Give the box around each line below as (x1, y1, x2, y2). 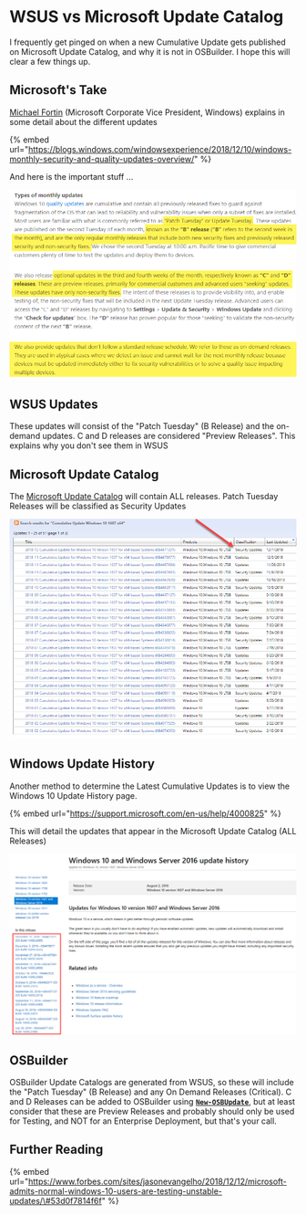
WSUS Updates (9, 397, 98, 413)
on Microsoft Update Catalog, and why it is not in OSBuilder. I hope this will (9, 46, 291, 57)
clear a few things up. (9, 56, 91, 67)
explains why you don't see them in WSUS (9, 440, 168, 451)
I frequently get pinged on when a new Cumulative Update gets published (9, 37, 287, 47)
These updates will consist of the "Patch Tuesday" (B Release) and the (9, 421, 275, 432)
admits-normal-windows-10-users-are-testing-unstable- (9, 1185, 223, 1197)
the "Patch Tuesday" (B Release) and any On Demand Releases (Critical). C (9, 1086, 292, 1097)
